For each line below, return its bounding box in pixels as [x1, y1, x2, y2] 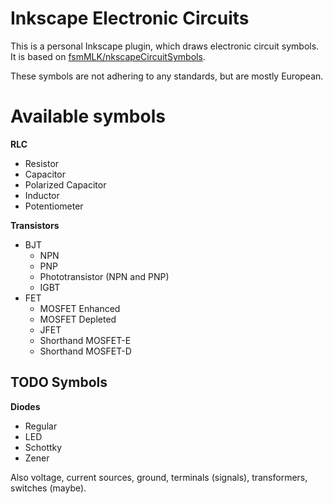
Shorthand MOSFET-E [39, 334, 132, 346]
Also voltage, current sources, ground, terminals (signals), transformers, [10, 471, 308, 483]
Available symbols [10, 105, 166, 128]
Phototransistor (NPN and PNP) [39, 270, 170, 282]
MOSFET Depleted [39, 313, 117, 325]
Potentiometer [24, 200, 84, 212]
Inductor [24, 189, 60, 201]
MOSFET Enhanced [39, 302, 121, 314]
